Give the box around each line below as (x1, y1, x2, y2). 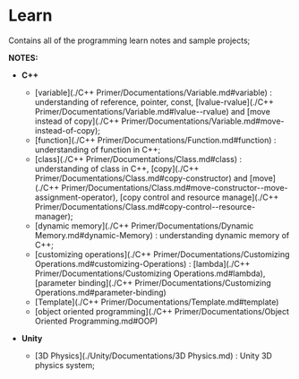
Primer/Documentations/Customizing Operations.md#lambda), (34, 268, 266, 279)
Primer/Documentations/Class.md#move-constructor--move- (61, 182, 288, 193)
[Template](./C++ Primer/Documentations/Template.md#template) (34, 297, 279, 307)
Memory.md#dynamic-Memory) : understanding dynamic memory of (34, 229, 290, 240)
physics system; (34, 359, 95, 370)
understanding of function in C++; (34, 144, 161, 155)
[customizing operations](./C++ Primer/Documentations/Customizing (34, 248, 290, 260)
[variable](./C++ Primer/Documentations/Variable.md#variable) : (34, 87, 272, 98)
